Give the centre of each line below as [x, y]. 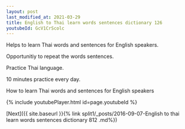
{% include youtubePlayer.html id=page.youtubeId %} [72, 102]
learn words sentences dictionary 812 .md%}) [62, 120]
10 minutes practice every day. [43, 79]
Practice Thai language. [35, 68]
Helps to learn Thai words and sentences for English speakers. [82, 45]
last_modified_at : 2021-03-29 [43, 17]
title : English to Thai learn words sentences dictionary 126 [84, 22]
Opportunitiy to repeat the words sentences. [60, 56]
